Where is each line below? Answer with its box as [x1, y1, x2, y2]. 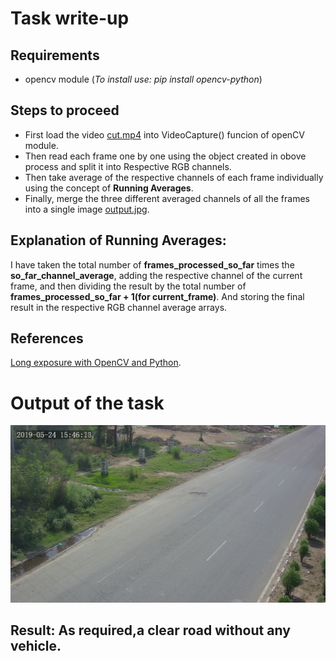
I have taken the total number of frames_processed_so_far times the [10, 258, 295, 271]
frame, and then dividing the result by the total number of [10, 280, 247, 292]
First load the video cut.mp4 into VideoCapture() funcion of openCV [24, 128, 305, 141]
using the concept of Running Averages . [24, 182, 194, 194]
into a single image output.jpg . [24, 203, 150, 215]
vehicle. [10, 638, 62, 655]
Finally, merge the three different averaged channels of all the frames [24, 192, 310, 204]
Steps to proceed [10, 102, 120, 119]
